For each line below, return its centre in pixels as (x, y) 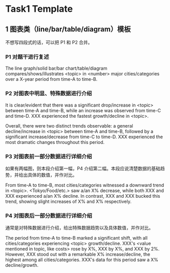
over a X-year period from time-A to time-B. (51, 79)
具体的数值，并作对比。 (52, 175)
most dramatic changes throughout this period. (55, 142)
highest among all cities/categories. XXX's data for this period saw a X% (82, 260)
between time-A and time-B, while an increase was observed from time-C (83, 110)
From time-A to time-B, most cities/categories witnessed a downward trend (85, 185)
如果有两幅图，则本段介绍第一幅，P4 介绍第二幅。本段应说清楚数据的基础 (83, 168)
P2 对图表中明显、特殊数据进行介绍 (49, 94)
